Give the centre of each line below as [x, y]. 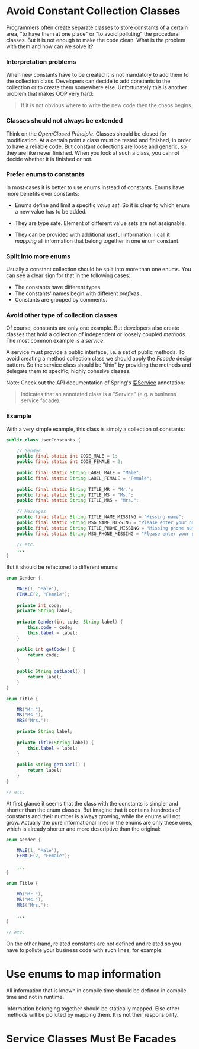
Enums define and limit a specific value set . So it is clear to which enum [102, 205]
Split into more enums [38, 256]
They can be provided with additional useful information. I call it [92, 234]
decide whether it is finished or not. [49, 159]
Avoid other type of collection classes [62, 315]
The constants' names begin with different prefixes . [78, 293]
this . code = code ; [50, 628]
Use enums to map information [84, 974]
